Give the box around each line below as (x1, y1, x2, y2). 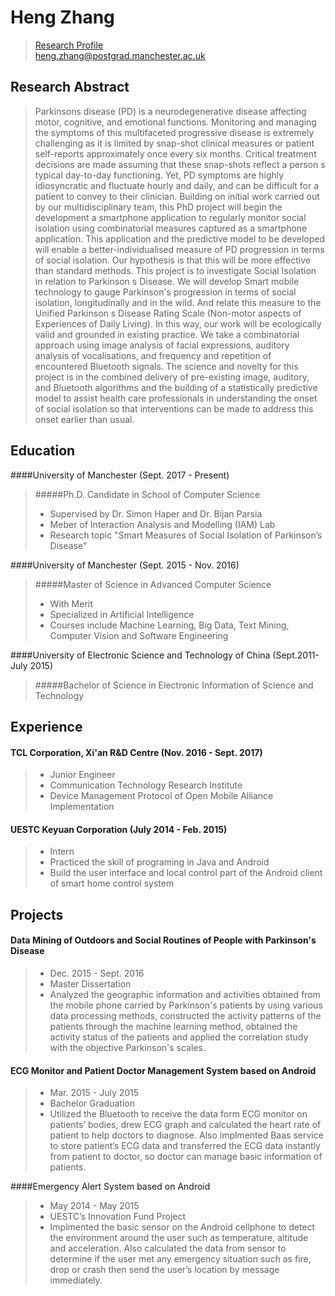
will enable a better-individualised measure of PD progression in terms (34, 243, 325, 255)
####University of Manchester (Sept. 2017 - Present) (10, 469, 230, 481)
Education (10, 442, 76, 460)
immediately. (49, 1274, 103, 1286)
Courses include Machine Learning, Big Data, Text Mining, (49, 619, 290, 631)
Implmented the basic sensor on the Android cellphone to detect (49, 1221, 316, 1233)
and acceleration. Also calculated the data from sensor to (49, 1242, 287, 1255)
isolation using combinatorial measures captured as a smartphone (34, 222, 308, 234)
